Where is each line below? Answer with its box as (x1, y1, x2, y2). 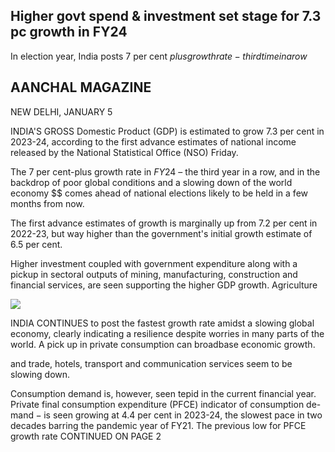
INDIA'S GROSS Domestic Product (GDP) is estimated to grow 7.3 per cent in (10, 125, 325, 137)
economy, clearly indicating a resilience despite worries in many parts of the (10, 327, 325, 339)
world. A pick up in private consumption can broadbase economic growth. (10, 338, 316, 350)
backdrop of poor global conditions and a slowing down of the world (10, 176, 293, 188)
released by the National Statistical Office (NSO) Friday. (10, 146, 239, 158)
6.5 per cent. (10, 238, 63, 250)
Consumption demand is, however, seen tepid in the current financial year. (10, 387, 317, 399)
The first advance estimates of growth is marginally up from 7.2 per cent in (10, 217, 318, 229)
